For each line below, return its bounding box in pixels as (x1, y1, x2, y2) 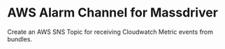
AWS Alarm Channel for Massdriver (7, 5, 219, 21)
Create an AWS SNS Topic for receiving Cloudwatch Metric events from (7, 28, 214, 36)
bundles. (7, 35, 33, 43)
